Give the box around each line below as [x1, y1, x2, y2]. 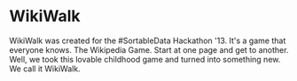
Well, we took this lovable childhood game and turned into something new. [9, 54, 281, 64]
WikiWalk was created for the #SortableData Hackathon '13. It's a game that [9, 35, 286, 46]
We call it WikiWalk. [9, 63, 82, 74]
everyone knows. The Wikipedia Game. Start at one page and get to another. [9, 44, 289, 55]
